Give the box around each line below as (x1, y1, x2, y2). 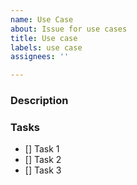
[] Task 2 (24, 154, 62, 166)
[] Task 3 (24, 164, 62, 176)
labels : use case (10, 42, 83, 53)
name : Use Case (10, 14, 74, 25)
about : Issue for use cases (10, 24, 128, 34)
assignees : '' (10, 52, 70, 62)
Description (10, 94, 69, 108)
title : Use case (10, 33, 78, 43)
